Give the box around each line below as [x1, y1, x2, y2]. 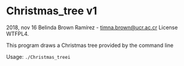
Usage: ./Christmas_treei [6, 53, 71, 60]
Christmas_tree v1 [6, 4, 97, 18]
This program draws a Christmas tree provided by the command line [6, 42, 174, 49]
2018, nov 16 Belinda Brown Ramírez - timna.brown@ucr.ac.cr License [6, 24, 178, 31]
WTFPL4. [6, 30, 29, 37]
